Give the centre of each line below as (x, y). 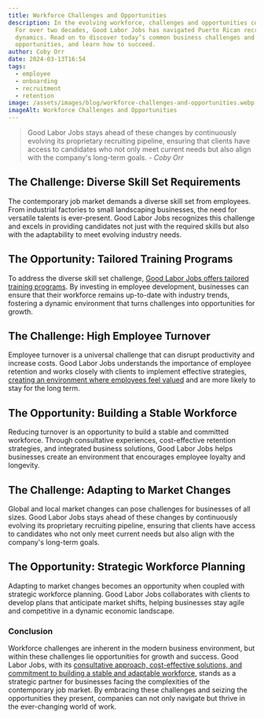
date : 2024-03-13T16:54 (47, 60)
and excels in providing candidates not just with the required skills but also (129, 226)
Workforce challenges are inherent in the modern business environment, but (132, 648)
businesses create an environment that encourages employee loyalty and (127, 457)
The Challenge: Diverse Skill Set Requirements (125, 182)
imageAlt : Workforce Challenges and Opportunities (93, 111)
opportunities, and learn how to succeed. (86, 45)
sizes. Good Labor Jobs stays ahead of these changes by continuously (123, 517)
